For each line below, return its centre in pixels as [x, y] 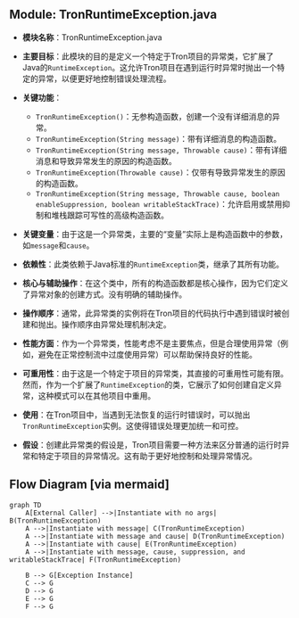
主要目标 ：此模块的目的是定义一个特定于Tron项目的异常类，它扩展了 [148, 56]
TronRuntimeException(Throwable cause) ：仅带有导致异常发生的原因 [160, 172]
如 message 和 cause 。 [58, 245]
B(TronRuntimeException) [55, 521]
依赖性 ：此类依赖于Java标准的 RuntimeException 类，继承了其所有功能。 [153, 264]
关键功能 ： [42, 97]
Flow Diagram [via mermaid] [89, 485]
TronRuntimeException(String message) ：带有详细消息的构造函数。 [158, 138]
